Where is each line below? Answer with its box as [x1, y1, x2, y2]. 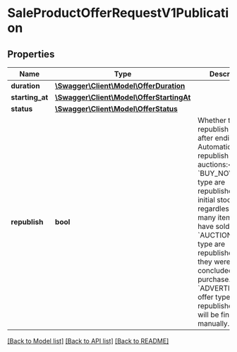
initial [197, 195, 215, 204]
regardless [197, 204, 233, 213]
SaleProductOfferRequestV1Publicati [7, 5, 229, 21]
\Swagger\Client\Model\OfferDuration [55, 81, 186, 90]
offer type [197, 292, 231, 302]
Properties [7, 48, 55, 60]
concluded [197, 266, 233, 275]
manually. [197, 319, 230, 328]
